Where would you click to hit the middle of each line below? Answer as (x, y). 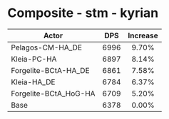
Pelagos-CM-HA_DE (46, 47)
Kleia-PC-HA (34, 59)
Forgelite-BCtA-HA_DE (51, 70)
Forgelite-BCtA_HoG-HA (53, 93)
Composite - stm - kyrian (83, 13)
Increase (143, 35)
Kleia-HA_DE (33, 81)
